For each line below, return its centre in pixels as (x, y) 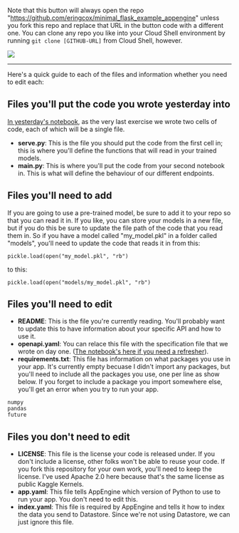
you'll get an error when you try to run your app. (88, 389)
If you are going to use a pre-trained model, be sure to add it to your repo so (119, 212)
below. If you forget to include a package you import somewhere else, (120, 382)
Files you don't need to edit (69, 436)
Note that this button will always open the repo (76, 10)
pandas (17, 409)
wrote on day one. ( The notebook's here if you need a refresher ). (113, 351)
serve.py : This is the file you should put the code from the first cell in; (120, 143)
